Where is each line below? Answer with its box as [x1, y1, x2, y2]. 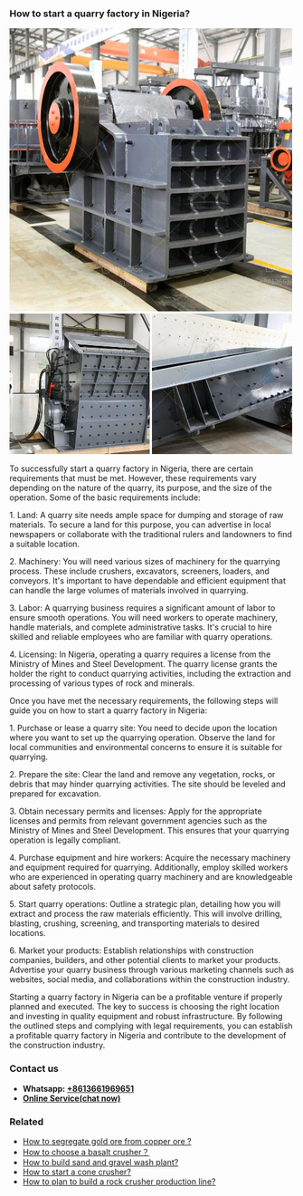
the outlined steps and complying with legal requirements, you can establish [9, 1020, 293, 1031]
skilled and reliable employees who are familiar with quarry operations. [9, 632, 273, 642]
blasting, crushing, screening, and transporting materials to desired [9, 918, 260, 929]
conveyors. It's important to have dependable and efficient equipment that [9, 575, 287, 586]
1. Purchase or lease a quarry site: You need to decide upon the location [9, 723, 278, 734]
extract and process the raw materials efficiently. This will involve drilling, [9, 909, 283, 920]
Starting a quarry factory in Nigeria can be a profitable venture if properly [9, 991, 283, 1003]
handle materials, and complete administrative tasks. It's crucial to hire [9, 622, 272, 632]
